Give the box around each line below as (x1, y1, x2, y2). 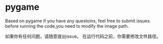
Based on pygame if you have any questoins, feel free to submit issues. (5, 18, 151, 24)
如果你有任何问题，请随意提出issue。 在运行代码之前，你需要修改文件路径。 (5, 33, 161, 39)
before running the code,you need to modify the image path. (5, 23, 129, 29)
